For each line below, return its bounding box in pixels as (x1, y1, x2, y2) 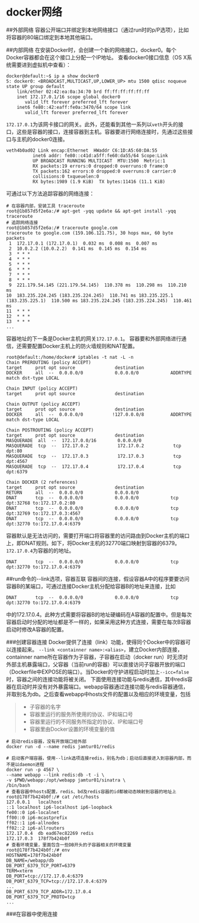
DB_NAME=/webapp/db (6, 858, 54, 863)
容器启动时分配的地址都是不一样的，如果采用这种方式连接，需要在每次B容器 (6, 618, 191, 625)
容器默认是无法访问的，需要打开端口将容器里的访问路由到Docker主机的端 (6, 532, 185, 539)
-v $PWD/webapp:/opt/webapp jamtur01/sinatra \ (6, 777, 126, 783)
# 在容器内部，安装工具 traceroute (6, 203, 85, 209)
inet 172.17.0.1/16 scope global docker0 (17, 93, 120, 100)
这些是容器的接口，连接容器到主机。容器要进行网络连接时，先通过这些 (16, 128, 188, 135)
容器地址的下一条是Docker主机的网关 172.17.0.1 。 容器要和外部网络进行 (6, 334, 182, 342)
